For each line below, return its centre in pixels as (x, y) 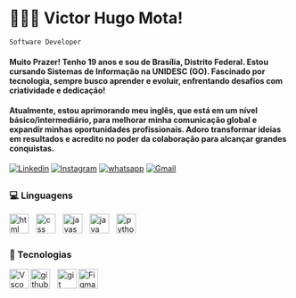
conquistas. (32, 149)
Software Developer (45, 42)
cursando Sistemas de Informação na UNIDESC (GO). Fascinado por (137, 71)
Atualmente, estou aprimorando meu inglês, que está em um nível (134, 111)
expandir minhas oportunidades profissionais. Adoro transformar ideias (145, 129)
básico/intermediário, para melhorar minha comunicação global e (133, 120)
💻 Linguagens (41, 195)
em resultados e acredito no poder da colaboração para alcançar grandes (148, 139)
